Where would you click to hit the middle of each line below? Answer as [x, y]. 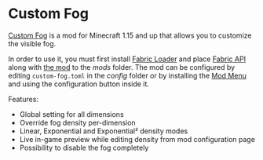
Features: [24, 99]
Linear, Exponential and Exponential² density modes [104, 131]
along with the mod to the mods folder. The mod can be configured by [122, 67]
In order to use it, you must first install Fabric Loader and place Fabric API [127, 59]
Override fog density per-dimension [77, 122]
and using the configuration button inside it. [79, 84]
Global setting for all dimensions [71, 114]
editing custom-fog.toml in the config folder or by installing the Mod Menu [128, 75]
